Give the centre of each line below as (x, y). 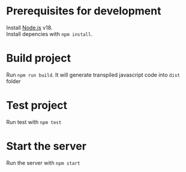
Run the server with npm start (43, 162)
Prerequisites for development (84, 11)
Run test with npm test (34, 122)
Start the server (46, 146)
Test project (37, 105)
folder (13, 81)
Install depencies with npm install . (49, 34)
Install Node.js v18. (29, 28)
